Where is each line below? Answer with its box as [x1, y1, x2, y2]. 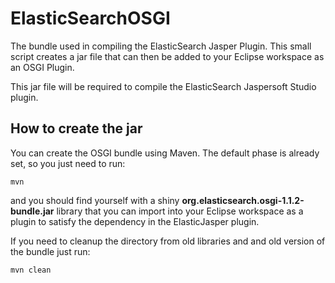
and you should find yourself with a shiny [10, 194, 180, 206]
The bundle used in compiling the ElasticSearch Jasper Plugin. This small [10, 40, 312, 52]
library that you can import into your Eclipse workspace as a [56, 205, 304, 217]
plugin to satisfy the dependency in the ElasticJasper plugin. [10, 215, 260, 227]
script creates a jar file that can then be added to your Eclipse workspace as [10, 50, 325, 62]
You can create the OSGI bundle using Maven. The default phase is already [10, 147, 320, 159]
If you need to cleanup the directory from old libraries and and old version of [10, 235, 326, 247]
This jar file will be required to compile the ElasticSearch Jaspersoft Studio [10, 80, 317, 92]
